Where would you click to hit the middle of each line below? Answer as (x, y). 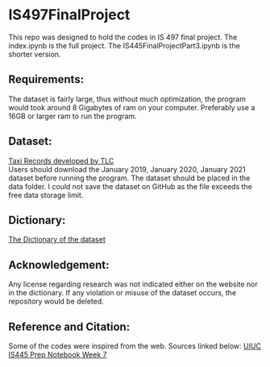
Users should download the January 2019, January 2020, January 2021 (127, 169)
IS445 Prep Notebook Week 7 (58, 355)
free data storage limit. (46, 195)
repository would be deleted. (56, 301)
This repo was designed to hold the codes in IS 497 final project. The (123, 37)
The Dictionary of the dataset (57, 240)
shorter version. (35, 54)
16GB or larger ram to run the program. (73, 116)
